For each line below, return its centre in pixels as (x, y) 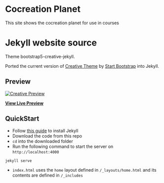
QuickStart (22, 119)
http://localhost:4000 (36, 152)
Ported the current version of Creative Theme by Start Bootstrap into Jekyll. (82, 66)
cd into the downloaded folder (42, 141)
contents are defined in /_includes (47, 175)
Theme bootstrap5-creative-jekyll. (40, 56)
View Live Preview (24, 103)
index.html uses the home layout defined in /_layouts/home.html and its (84, 170)
